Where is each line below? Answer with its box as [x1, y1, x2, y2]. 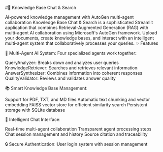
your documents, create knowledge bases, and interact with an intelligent [5, 35, 154, 41]
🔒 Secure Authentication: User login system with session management [5, 141, 148, 147]
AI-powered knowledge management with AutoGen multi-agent [5, 14, 134, 20]
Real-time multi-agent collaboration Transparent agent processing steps [5, 126, 152, 132]
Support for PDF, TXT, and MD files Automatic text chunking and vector [5, 96, 150, 102]
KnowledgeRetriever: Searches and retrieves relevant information [5, 65, 138, 71]
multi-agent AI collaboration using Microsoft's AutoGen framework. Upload [5, 30, 158, 35]
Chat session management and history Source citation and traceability [5, 131, 148, 137]
